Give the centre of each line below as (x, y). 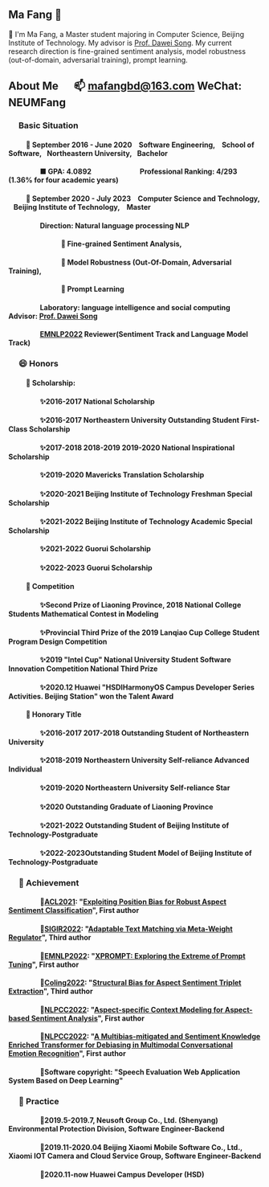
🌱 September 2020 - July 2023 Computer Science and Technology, (143, 199)
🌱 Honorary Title (53, 714)
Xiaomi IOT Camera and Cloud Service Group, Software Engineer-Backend (135, 1156)
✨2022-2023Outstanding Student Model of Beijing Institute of (146, 853)
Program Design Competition (58, 641)
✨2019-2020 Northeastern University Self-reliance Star (135, 788)
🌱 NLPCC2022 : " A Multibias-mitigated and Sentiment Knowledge (150, 1037)
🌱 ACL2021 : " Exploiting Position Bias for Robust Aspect (133, 902)
